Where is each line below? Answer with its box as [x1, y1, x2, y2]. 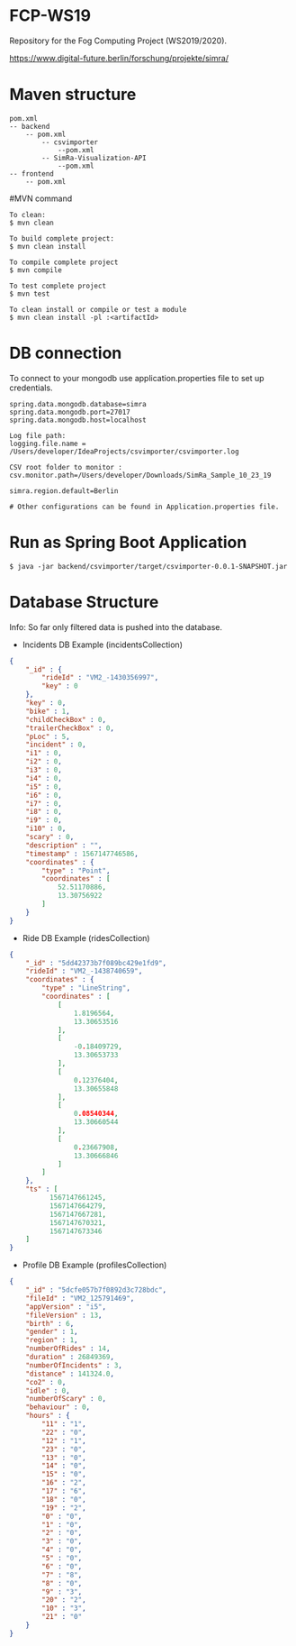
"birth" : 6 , [25, 1319, 75, 1328]
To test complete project [9, 281, 106, 290]
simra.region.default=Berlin [9, 486, 119, 496]
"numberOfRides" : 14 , [25, 1344, 111, 1353]
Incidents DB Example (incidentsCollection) [22, 639, 183, 650]
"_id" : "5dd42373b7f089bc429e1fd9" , [25, 958, 167, 967]
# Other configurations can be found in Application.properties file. [9, 502, 280, 511]
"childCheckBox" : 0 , [25, 715, 106, 724]
